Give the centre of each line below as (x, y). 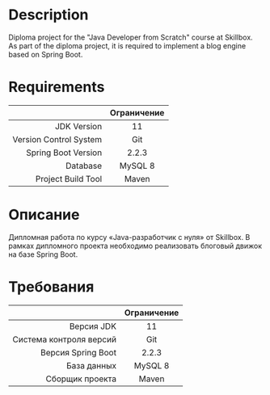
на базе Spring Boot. (43, 254)
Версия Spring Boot (78, 352)
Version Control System (57, 139)
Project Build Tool (69, 179)
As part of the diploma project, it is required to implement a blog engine (127, 45)
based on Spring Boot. (46, 54)
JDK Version (79, 126)
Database (84, 166)
